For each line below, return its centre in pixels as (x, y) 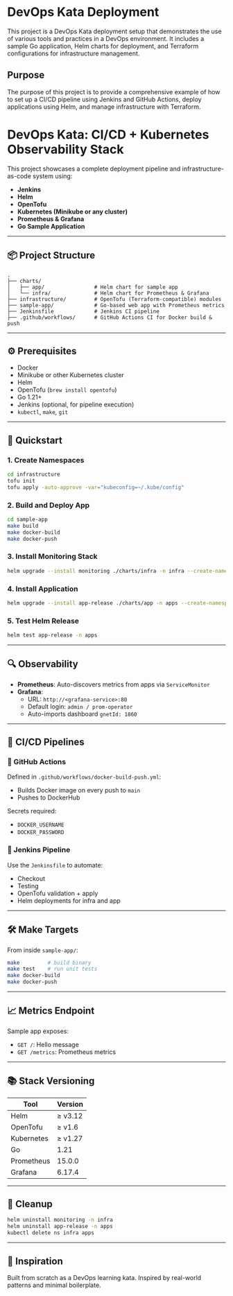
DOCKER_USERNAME (41, 825)
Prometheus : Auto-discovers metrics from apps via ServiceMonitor (113, 684)
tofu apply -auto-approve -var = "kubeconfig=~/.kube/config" (96, 487)
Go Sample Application (51, 226)
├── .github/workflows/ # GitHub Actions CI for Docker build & (110, 317)
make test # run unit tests (52, 969)
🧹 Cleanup (30, 1204)
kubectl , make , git (43, 412)
